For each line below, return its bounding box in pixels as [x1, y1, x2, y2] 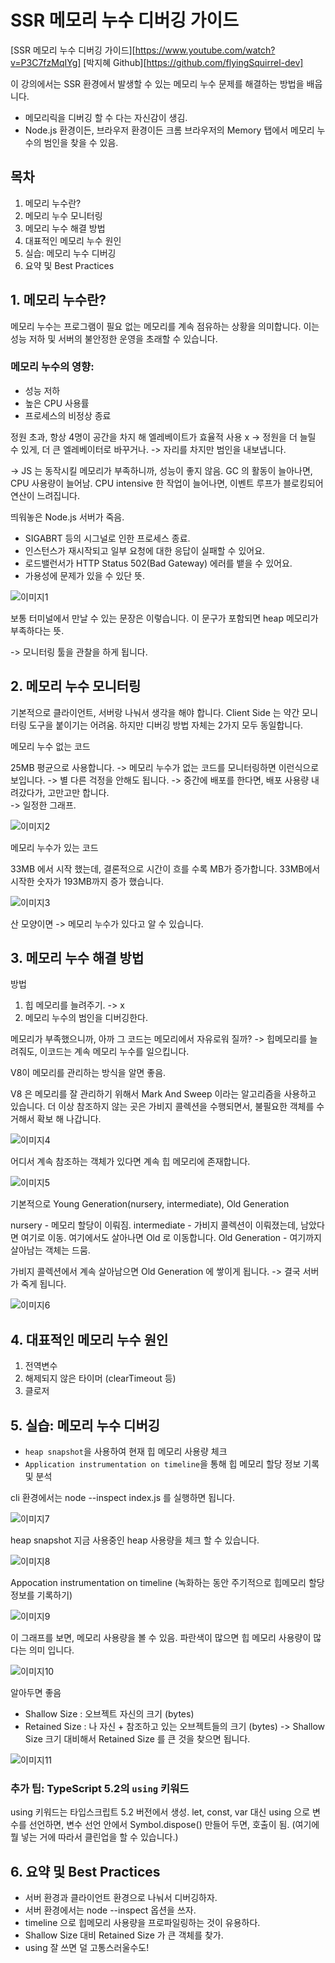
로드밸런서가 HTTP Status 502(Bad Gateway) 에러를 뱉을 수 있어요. [24, 557, 293, 569]
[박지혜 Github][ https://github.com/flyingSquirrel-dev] [83, 56, 304, 68]
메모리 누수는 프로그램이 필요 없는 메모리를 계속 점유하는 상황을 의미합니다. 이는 [10, 320, 320, 332]
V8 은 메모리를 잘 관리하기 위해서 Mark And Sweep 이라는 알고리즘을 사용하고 [10, 1088, 317, 1100]
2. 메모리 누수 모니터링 [10, 678, 142, 695]
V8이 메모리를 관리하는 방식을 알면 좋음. [10, 1067, 167, 1079]
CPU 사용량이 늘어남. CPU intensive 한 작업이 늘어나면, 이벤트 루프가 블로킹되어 [10, 477, 324, 489]
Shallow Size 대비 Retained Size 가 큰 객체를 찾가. [24, 1929, 224, 1941]
